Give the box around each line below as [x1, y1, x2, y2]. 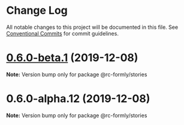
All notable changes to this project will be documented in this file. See [6, 23, 179, 31]
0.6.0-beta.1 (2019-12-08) [6, 51, 138, 65]
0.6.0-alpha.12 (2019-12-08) [6, 92, 150, 106]
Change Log [6, 4, 68, 17]
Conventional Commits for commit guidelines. [6, 29, 119, 37]
